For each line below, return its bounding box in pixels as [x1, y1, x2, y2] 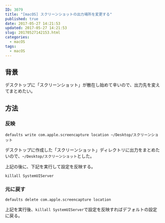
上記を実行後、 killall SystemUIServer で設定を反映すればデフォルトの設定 [5, 207, 158, 213]
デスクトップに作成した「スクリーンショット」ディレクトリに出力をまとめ [5, 147, 156, 153]
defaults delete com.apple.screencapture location [5, 197, 111, 202]
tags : [5, 44, 16, 49]
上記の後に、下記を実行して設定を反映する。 [5, 164, 96, 169]
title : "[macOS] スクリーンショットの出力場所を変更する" [5, 12, 112, 17]
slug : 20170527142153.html [5, 30, 61, 35]
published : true [5, 16, 38, 21]
